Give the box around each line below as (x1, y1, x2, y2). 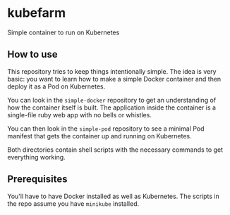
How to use (7, 48, 58, 60)
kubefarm (7, 5, 66, 21)
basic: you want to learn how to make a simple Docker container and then (7, 74, 222, 83)
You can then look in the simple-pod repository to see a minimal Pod (7, 124, 205, 133)
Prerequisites (7, 174, 68, 185)
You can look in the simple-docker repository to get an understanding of (7, 96, 217, 104)
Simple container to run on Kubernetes (7, 28, 120, 37)
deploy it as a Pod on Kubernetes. (7, 82, 106, 91)
